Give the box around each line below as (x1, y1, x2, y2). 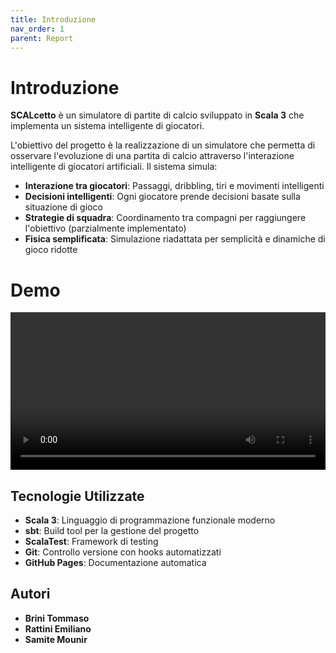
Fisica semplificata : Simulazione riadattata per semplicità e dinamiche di (24, 233, 326, 245)
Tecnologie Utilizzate (10, 487, 145, 505)
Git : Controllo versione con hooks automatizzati (24, 546, 222, 558)
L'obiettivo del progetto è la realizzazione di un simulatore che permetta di (10, 139, 316, 151)
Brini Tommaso (24, 612, 90, 624)
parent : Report (10, 33, 74, 43)
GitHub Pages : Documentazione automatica (24, 557, 207, 569)
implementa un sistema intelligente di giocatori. (10, 120, 205, 132)
